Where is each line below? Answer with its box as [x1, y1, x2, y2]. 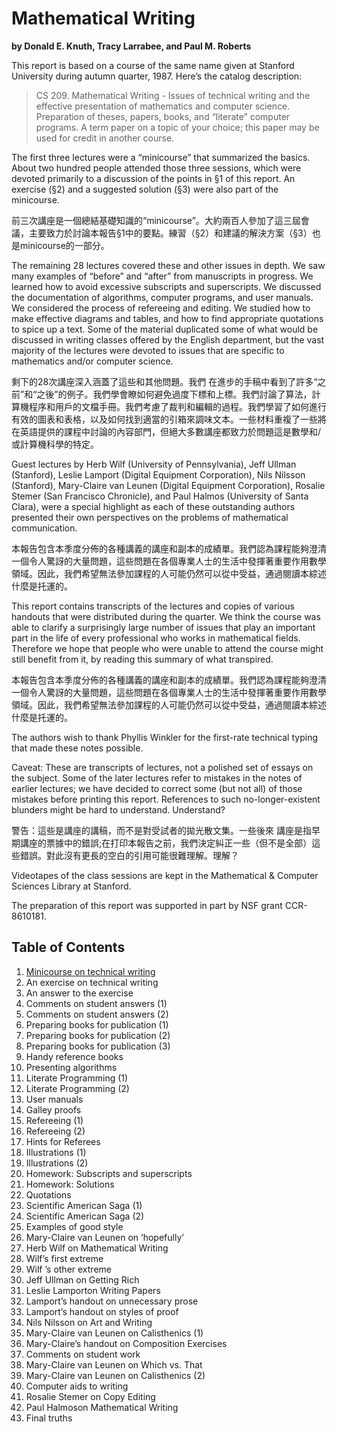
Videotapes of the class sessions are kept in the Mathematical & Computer [11, 869, 319, 881]
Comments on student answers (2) [25, 1008, 169, 1020]
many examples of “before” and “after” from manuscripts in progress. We [11, 270, 314, 282]
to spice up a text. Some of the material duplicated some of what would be [11, 323, 319, 335]
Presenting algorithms [25, 1061, 118, 1073]
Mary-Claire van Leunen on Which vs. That [25, 1358, 203, 1371]
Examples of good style [25, 1220, 124, 1232]
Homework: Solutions [25, 1178, 115, 1190]
